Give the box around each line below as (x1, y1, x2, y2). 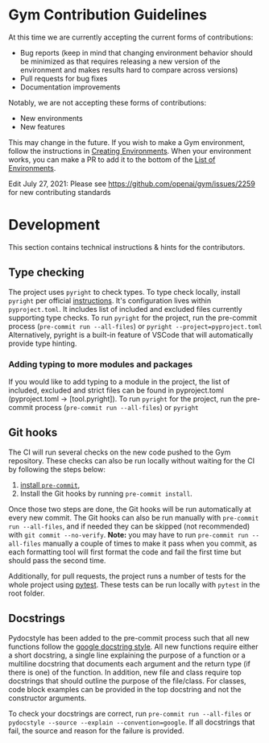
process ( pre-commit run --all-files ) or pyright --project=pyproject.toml (8, 321, 263, 331)
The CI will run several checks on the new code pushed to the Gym (8, 447, 231, 457)
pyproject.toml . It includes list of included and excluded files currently (8, 304, 243, 313)
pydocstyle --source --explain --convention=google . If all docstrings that (8, 717, 255, 727)
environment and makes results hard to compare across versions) (19, 64, 238, 74)
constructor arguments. (8, 693, 87, 703)
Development (8, 216, 101, 235)
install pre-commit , (19, 479, 81, 489)
